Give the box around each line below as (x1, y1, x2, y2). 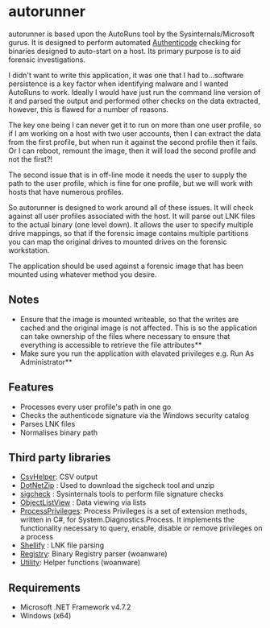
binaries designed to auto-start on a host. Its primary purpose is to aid (8, 46, 242, 56)
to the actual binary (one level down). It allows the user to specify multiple (8, 220, 254, 229)
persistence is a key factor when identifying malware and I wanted (8, 79, 229, 89)
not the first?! (8, 154, 53, 163)
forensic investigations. (8, 55, 86, 64)
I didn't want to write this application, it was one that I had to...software (8, 70, 244, 80)
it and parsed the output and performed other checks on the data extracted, (8, 96, 260, 105)
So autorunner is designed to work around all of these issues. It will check (8, 202, 254, 212)
